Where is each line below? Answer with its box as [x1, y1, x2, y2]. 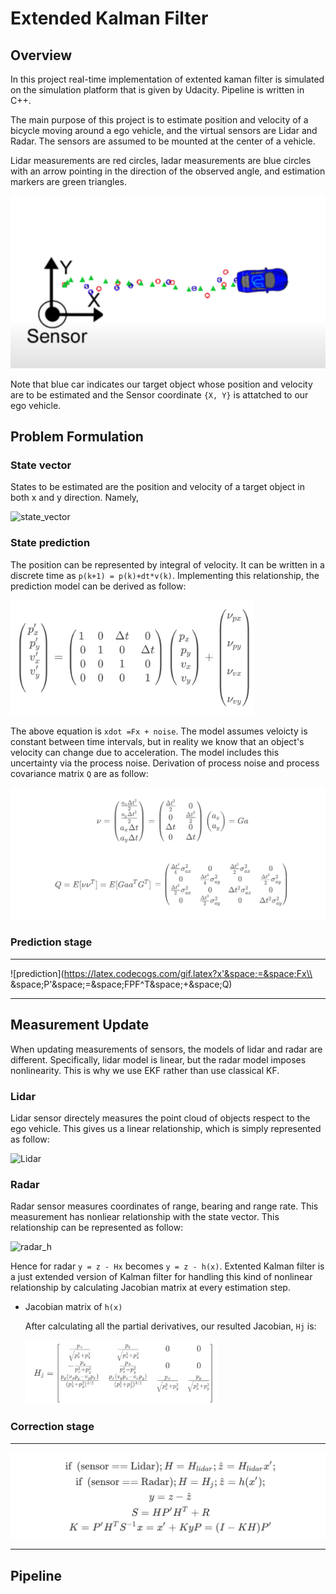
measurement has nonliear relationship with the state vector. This [10, 1211, 280, 1223]
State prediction [10, 536, 91, 550]
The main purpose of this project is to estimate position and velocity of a [10, 114, 309, 126]
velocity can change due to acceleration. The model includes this [10, 747, 280, 759]
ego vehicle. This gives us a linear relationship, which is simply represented [10, 1122, 322, 1134]
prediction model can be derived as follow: [10, 580, 187, 592]
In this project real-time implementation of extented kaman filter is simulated [10, 73, 325, 85]
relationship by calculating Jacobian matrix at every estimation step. [10, 1282, 291, 1294]
